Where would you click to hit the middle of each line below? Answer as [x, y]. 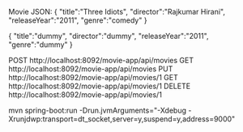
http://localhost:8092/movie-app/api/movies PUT [91, 69]
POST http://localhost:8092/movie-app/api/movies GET [101, 60]
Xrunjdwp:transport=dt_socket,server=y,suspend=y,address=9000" [122, 119]
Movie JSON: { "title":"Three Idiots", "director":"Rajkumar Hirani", [117, 12]
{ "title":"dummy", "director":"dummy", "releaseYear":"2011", [109, 36]
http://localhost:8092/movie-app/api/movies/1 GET [93, 77]
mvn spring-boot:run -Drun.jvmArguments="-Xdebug [98, 110]
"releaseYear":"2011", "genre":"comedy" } [78, 20]
